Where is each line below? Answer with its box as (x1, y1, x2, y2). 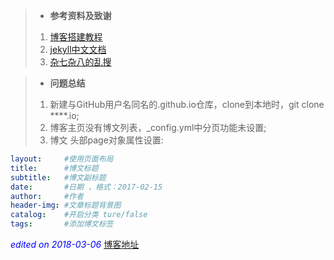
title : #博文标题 (10, 163, 99, 173)
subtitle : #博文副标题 (10, 172, 107, 183)
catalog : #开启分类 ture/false (10, 210, 148, 220)
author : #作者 (10, 191, 84, 201)
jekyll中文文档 (49, 44, 107, 55)
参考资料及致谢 (49, 10, 112, 21)
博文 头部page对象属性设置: (49, 134, 164, 146)
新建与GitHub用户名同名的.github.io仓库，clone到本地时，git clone (49, 99, 325, 110)
